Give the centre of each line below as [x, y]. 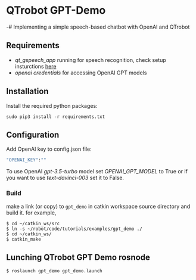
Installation [27, 91]
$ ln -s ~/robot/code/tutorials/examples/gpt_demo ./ [74, 229]
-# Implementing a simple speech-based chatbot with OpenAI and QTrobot [98, 27]
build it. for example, [31, 213]
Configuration [33, 135]
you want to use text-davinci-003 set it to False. [65, 178]
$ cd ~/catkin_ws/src [33, 223]
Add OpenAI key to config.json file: [49, 149]
